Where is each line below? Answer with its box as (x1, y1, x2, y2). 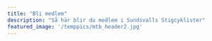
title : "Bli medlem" (7, 10, 68, 17)
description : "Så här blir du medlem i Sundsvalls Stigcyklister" (7, 17, 206, 24)
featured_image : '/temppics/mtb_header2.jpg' (7, 23, 143, 30)
